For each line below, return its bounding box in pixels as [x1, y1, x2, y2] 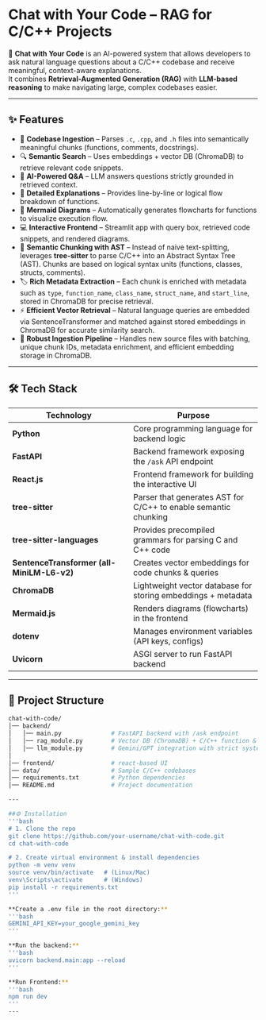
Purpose [177, 409, 210, 420]
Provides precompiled [133, 524, 215, 535]
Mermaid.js [12, 608, 55, 619]
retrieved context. [19, 180, 78, 189]
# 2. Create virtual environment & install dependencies [8, 854, 200, 862]
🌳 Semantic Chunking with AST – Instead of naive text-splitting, [19, 242, 230, 252]
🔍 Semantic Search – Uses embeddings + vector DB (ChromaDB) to [19, 151, 244, 160]
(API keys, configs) [133, 636, 204, 647]
